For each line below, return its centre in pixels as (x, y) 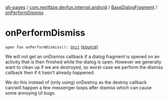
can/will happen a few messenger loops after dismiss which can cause (78, 87)
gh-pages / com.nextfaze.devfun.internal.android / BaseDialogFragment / (81, 7)
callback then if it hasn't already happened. (50, 72)
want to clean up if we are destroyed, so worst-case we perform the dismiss (84, 67)
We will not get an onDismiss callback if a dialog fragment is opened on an (82, 56)
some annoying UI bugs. (30, 93)
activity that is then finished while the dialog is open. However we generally (83, 62)
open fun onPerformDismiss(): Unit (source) (52, 47)
